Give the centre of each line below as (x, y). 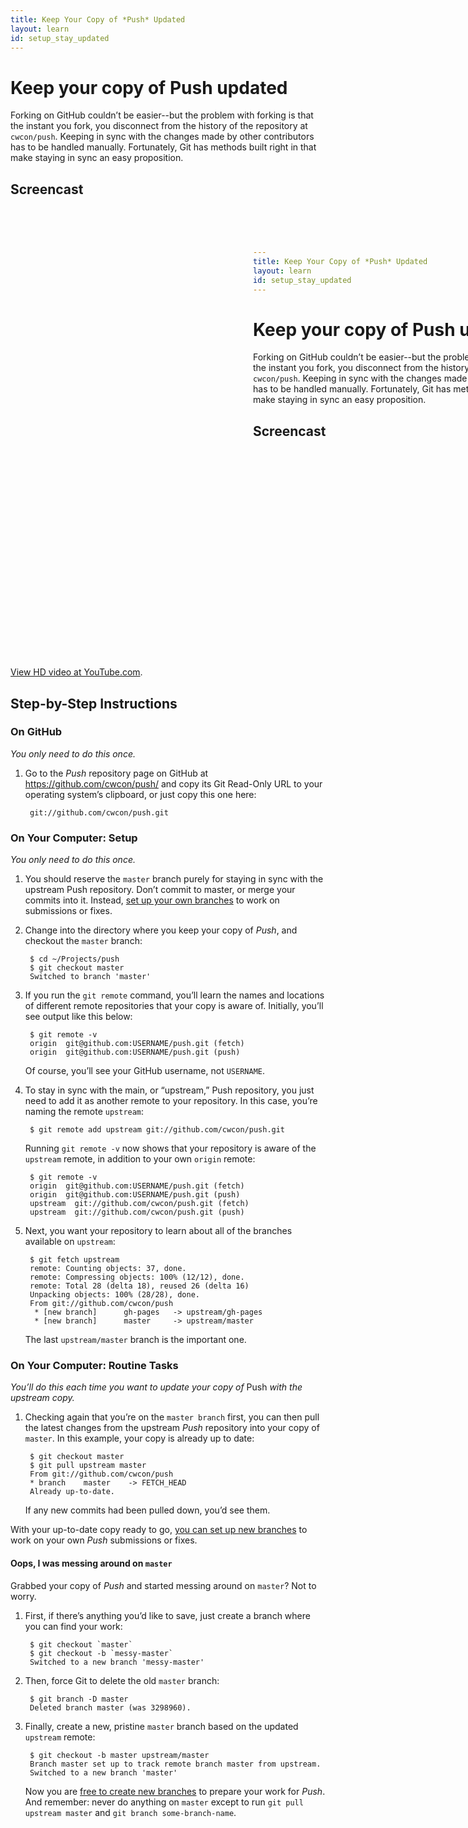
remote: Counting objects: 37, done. (108, 1269)
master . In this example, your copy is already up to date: (139, 1438)
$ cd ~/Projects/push (74, 959)
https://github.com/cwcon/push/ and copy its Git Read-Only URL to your (173, 783)
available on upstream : (70, 1242)
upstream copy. (42, 1398)
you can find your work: (73, 1626)
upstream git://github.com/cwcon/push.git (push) (137, 1212)
